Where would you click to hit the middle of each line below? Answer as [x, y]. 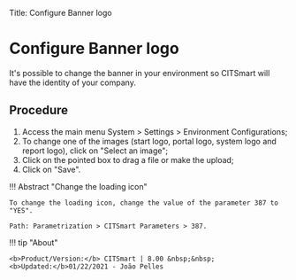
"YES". [21, 210]
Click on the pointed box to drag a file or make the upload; [128, 159]
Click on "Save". [51, 169]
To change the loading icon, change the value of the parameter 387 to [144, 203]
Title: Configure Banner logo [61, 13]
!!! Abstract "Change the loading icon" [78, 186]
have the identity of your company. [73, 82]
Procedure [39, 110]
